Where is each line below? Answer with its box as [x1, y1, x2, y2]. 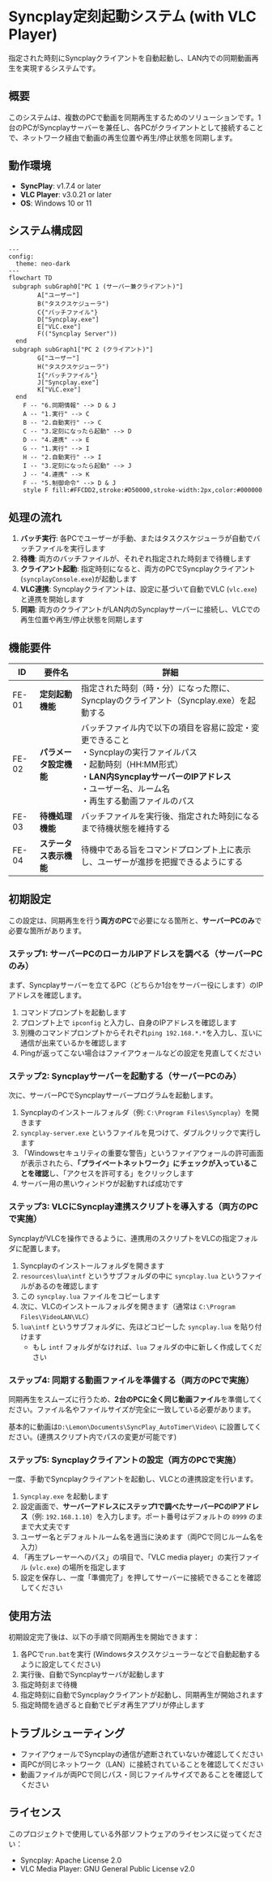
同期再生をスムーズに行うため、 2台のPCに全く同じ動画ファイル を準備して [8, 1395, 257, 1404]
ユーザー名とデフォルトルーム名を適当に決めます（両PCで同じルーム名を [19, 1532, 264, 1542]
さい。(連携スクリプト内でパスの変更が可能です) [15, 1432, 177, 1442]
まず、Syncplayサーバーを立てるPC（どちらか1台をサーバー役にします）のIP [8, 980, 263, 990]
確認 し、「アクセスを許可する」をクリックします [34, 1169, 194, 1179]
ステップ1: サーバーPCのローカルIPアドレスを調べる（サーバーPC [8, 948, 263, 959]
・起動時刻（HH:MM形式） [80, 759, 184, 770]
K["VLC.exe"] [37, 386, 82, 394]
